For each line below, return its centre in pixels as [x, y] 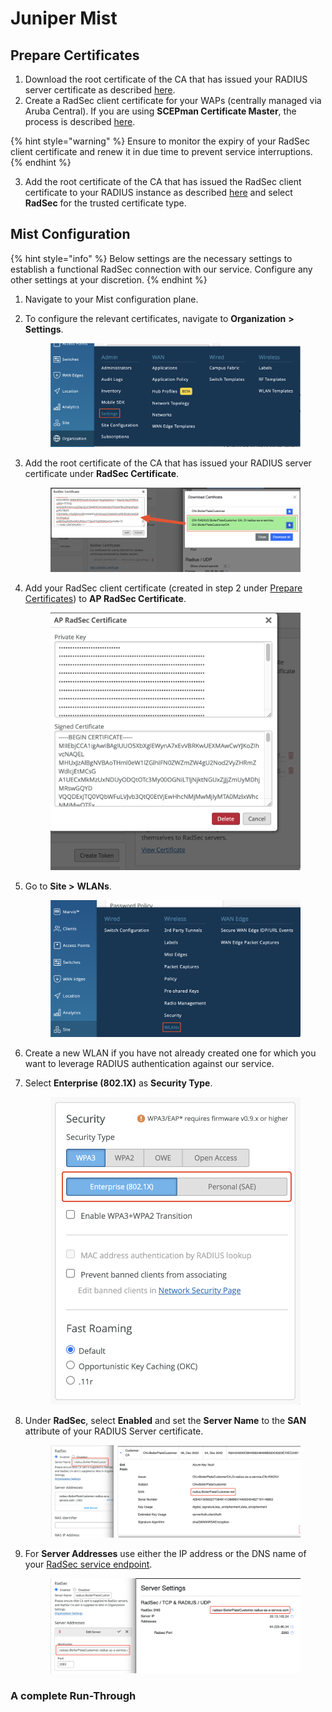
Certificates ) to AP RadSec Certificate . [105, 598]
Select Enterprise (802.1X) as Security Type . [118, 1083]
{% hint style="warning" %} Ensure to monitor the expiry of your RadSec [160, 141]
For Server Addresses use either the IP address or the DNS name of [165, 1554]
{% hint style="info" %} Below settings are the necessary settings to [151, 258]
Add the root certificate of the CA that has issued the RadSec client [163, 181]
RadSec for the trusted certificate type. [105, 203]
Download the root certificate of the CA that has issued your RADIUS [166, 79]
